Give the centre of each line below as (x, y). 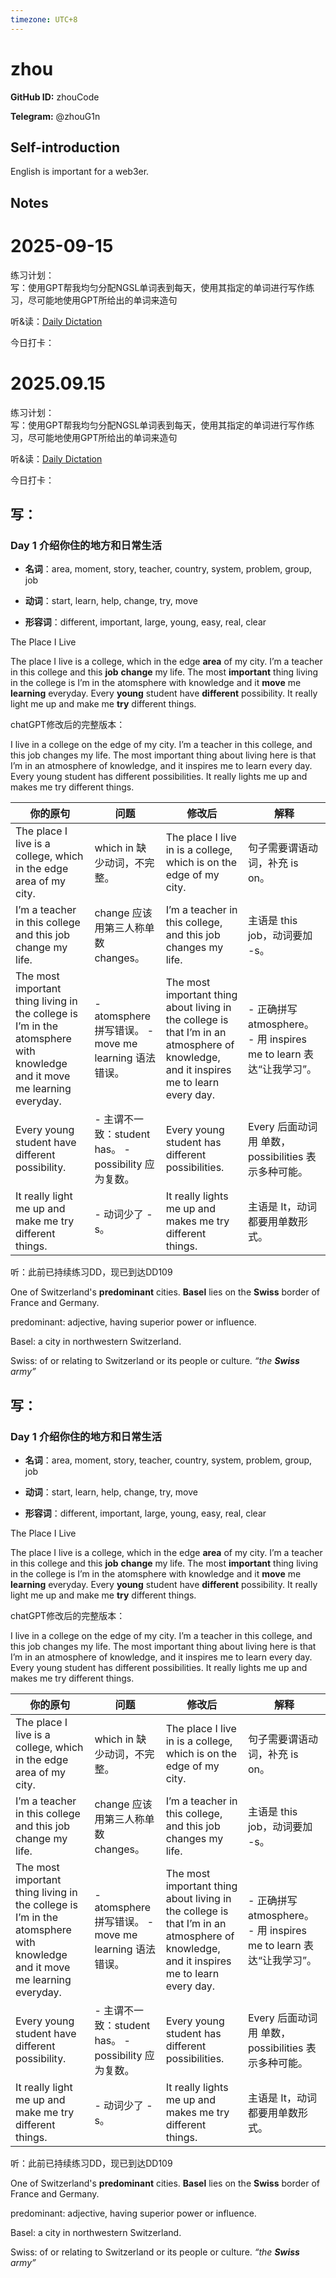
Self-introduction (65, 147)
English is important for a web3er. (80, 172)
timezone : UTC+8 (44, 19)
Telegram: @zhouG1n (55, 116)
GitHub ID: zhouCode (55, 97)
